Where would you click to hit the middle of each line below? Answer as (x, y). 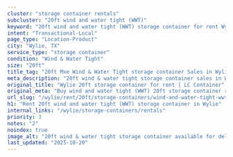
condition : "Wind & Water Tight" (55, 59)
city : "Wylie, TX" (34, 46)
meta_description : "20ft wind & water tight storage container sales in (114, 78)
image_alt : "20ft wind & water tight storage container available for (111, 136)
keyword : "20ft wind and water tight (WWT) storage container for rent (113, 26)
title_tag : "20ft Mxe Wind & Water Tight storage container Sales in (110, 72)
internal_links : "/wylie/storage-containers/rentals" (87, 110)
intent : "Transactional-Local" (52, 33)
